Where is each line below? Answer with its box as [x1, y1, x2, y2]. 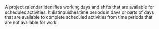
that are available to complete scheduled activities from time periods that [5, 14, 153, 20]
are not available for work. [5, 19, 58, 25]
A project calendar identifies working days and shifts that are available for [5, 4, 154, 10]
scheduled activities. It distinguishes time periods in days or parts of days [5, 9, 154, 15]
